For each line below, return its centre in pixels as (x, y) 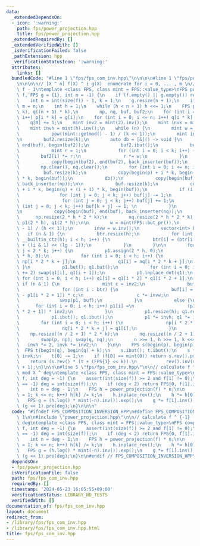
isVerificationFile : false (45, 473)
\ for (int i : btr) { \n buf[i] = (105, 289)
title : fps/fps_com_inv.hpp (41, 534)
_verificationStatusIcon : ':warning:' (60, 62)
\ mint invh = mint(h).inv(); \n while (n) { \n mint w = (105, 128)
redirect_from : (25, 517)
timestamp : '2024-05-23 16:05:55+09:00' (62, 490)
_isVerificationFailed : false (49, 51)
